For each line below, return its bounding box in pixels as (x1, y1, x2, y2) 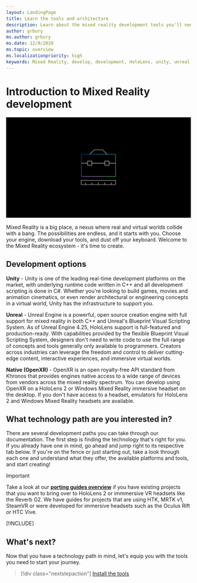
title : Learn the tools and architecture (6, 15, 109, 22)
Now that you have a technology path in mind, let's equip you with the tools (6, 553, 188, 560)
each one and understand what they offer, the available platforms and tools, (6, 455, 189, 462)
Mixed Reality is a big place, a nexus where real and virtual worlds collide (6, 223, 183, 231)
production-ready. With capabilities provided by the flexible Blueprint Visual (6, 330, 189, 337)
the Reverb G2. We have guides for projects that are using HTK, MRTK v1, (6, 496, 184, 503)
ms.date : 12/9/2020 (6, 40, 54, 46)
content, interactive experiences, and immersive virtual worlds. (19, 355, 172, 362)
